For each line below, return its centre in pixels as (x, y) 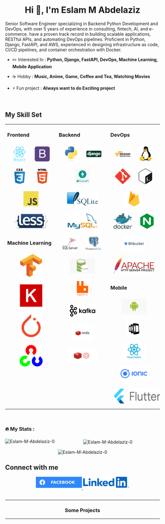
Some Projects (82, 510)
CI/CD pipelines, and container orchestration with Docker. (63, 50)
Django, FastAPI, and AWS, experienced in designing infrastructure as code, (82, 44)
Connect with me (32, 468)
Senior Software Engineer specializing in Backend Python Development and (82, 24)
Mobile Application (32, 66)
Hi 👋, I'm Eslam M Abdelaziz (82, 10)
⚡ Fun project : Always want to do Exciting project (64, 88)
